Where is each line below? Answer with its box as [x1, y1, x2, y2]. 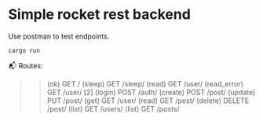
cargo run [8, 46, 41, 54]
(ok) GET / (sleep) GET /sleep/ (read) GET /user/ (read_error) [46, 79, 243, 88]
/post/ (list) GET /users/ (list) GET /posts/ [46, 104, 180, 113]
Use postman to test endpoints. [8, 31, 110, 41]
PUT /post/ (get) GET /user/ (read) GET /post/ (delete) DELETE [46, 96, 250, 105]
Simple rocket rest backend [8, 5, 191, 24]
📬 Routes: [8, 60, 43, 70]
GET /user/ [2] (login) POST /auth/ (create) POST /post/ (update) [46, 87, 256, 97]
